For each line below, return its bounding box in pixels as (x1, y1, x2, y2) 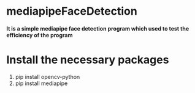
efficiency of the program (6, 31, 73, 39)
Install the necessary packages (6, 53, 169, 67)
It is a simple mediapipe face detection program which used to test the (6, 24, 189, 32)
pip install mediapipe (15, 80, 68, 87)
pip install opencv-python (15, 73, 80, 80)
